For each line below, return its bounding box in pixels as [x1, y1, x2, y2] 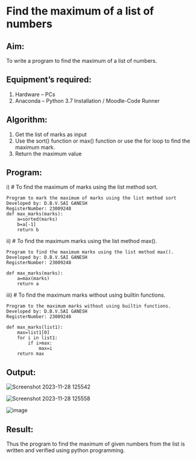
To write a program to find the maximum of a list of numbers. [6, 57, 157, 64]
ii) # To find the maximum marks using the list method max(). [6, 238, 157, 245]
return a [17, 281, 39, 287]
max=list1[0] [17, 329, 50, 336]
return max [17, 351, 45, 357]
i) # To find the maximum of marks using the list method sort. [6, 183, 158, 191]
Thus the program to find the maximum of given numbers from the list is [6, 440, 185, 448]
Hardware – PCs [14, 91, 55, 98]
